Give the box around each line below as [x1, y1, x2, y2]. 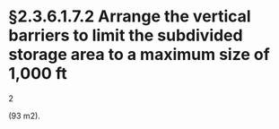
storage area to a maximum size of [8, 45, 270, 64]
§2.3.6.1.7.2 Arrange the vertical [8, 6, 252, 27]
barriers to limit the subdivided [8, 25, 243, 46]
